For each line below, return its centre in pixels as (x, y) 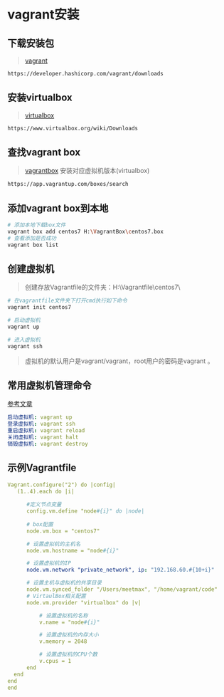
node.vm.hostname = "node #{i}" (73, 550)
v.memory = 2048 (63, 641)
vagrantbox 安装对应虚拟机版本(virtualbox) (87, 171)
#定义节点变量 (44, 505)
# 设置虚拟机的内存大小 (69, 635)
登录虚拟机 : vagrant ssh (42, 424)
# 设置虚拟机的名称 (64, 615)
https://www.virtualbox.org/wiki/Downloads (73, 128)
